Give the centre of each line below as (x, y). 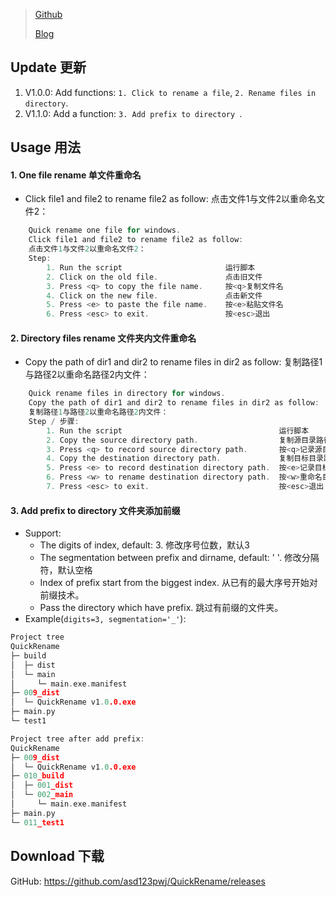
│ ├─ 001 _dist (42, 785)
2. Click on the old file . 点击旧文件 (154, 277)
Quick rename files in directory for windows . (127, 394)
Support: (43, 533)
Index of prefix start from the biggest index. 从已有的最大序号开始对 (178, 583)
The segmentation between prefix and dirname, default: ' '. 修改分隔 (179, 558)
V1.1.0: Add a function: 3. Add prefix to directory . (133, 113)
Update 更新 (48, 67)
